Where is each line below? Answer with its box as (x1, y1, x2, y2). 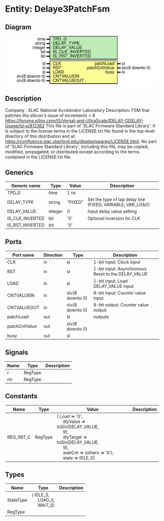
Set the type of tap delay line (87, 196, 145, 202)
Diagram (5, 23, 32, 31)
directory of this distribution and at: (5, 133, 76, 139)
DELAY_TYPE (7, 199, 34, 205)
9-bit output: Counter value (93, 302, 149, 308)
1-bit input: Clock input (93, 259, 141, 265)
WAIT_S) (37, 502, 55, 508)
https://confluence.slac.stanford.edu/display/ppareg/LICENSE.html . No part (5, 138, 157, 145)
